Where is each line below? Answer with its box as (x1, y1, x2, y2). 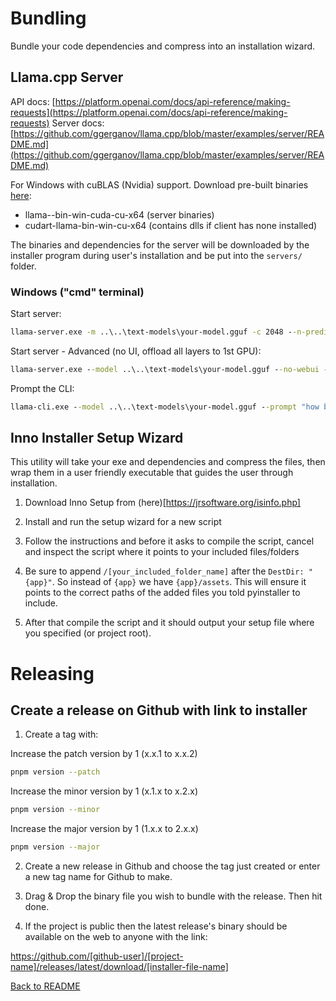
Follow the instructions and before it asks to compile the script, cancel (24, 535, 315, 547)
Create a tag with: (24, 728, 99, 741)
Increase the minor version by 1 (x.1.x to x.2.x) (10, 785, 199, 797)
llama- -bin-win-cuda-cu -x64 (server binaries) (24, 208, 215, 221)
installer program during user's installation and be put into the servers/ (10, 249, 303, 261)
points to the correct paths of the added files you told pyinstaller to (24, 587, 301, 599)
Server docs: (51, 117, 105, 129)
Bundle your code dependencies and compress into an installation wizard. (10, 40, 316, 52)
